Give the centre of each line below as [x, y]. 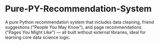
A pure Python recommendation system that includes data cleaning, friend [79, 22]
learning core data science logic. [38, 37]
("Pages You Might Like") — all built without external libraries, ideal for [75, 32]
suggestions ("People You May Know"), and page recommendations [73, 27]
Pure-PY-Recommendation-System [79, 9]
